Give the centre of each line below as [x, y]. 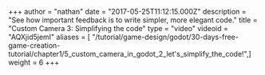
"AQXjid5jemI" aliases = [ [49, 37]
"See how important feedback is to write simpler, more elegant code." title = [133, 20]
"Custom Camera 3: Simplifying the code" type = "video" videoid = [119, 28]
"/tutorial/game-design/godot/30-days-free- [165, 37]
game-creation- [34, 45]
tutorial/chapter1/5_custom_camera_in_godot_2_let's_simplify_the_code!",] [130, 54]
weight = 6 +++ [34, 62]
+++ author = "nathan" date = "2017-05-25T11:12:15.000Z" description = [127, 12]
